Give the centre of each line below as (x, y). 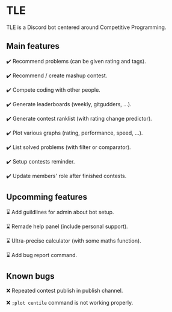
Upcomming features (47, 197)
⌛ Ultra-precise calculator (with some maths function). (74, 240)
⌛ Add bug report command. (42, 255)
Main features (33, 46)
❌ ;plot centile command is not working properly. (70, 303)
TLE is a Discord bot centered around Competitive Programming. (86, 27)
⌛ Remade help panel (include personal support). (67, 226)
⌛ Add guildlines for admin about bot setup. (60, 212)
